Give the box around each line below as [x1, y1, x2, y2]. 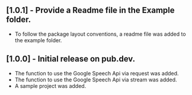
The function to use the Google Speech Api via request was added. [14, 69, 179, 77]
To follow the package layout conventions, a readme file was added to [14, 30, 186, 37]
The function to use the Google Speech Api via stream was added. [14, 76, 177, 83]
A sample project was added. [14, 82, 87, 89]
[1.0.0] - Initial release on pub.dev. [6, 54, 136, 64]
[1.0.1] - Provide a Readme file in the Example [6, 5, 175, 15]
